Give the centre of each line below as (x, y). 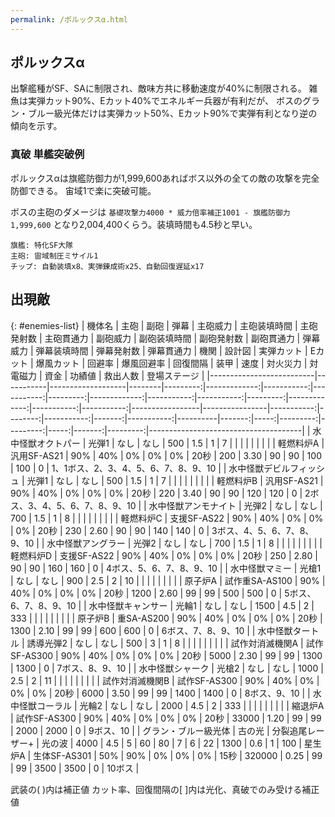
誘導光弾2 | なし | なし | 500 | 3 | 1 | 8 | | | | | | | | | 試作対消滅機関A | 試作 (175, 643)
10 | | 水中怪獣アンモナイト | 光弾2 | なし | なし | (224, 505)
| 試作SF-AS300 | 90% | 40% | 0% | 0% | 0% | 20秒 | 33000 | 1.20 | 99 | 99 (166, 718)
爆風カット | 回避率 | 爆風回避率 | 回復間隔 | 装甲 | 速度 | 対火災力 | (171, 363)
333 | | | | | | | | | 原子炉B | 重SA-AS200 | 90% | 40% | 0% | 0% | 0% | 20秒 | (166, 618)
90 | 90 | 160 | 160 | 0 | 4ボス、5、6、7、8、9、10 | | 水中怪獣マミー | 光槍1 (166, 568)
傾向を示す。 (36, 126)
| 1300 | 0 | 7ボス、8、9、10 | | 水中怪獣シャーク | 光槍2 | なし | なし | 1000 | (167, 668)
